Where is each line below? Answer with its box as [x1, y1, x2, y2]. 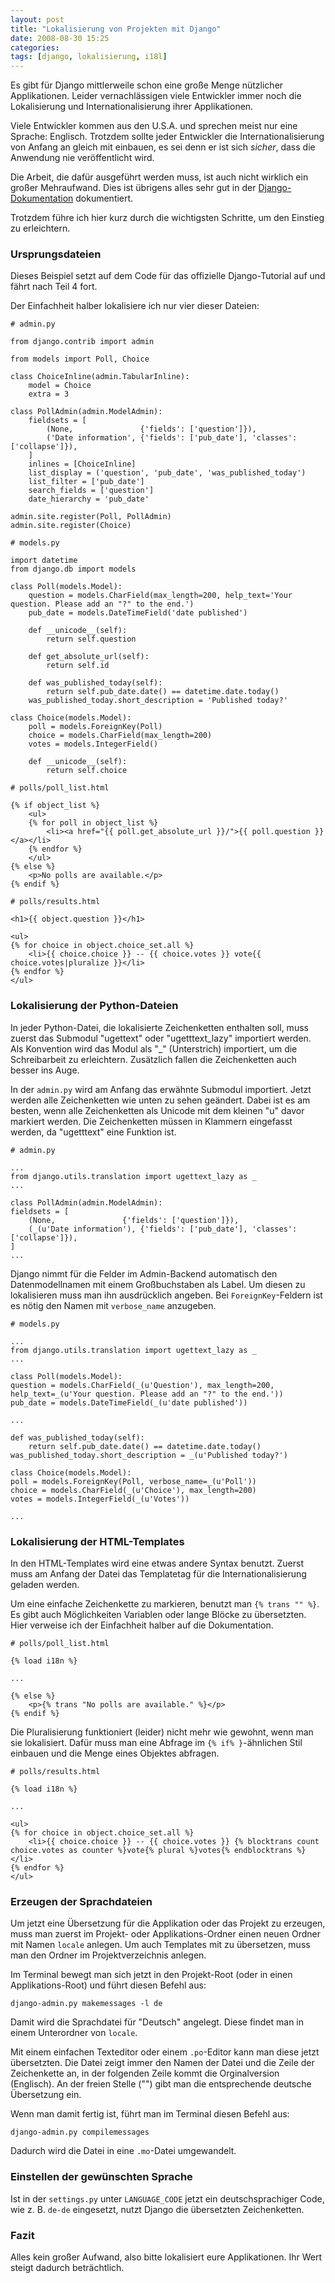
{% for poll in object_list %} [28, 818, 159, 828]
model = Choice [28, 381, 92, 391]
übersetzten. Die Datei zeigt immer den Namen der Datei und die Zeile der [10, 2057, 315, 2069]
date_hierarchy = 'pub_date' [28, 494, 150, 505]
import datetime [10, 556, 78, 566]
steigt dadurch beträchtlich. [10, 2261, 125, 2273]
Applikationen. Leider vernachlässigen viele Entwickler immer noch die [10, 90, 302, 102]
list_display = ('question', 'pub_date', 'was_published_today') [28, 468, 307, 478]
